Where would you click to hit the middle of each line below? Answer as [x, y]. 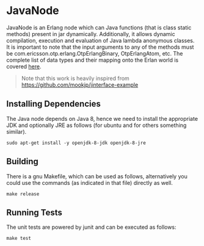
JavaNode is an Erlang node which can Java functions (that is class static [99, 27]
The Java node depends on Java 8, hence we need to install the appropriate [102, 118]
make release [23, 194]
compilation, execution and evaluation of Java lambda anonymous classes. [100, 40]
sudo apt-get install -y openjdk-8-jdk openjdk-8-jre [76, 143]
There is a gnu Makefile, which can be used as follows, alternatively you [97, 176]
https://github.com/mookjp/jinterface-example [80, 85]
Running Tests [34, 212]
